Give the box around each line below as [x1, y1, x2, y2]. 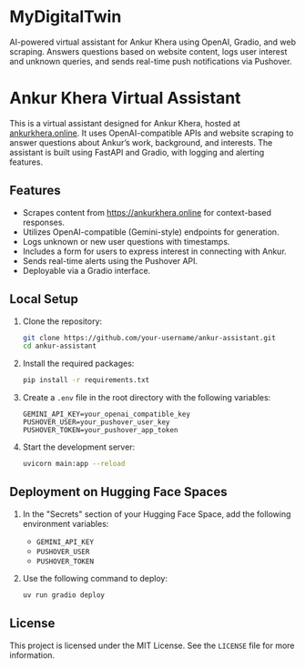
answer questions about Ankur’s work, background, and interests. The [9, 137, 273, 147]
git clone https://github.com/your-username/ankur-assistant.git [22, 333, 276, 342]
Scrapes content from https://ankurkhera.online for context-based [22, 207, 271, 218]
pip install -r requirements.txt [22, 376, 150, 385]
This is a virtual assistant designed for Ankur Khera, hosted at [9, 117, 241, 128]
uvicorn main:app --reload [22, 460, 126, 469]
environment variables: [22, 518, 109, 529]
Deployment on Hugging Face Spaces [9, 484, 228, 500]
